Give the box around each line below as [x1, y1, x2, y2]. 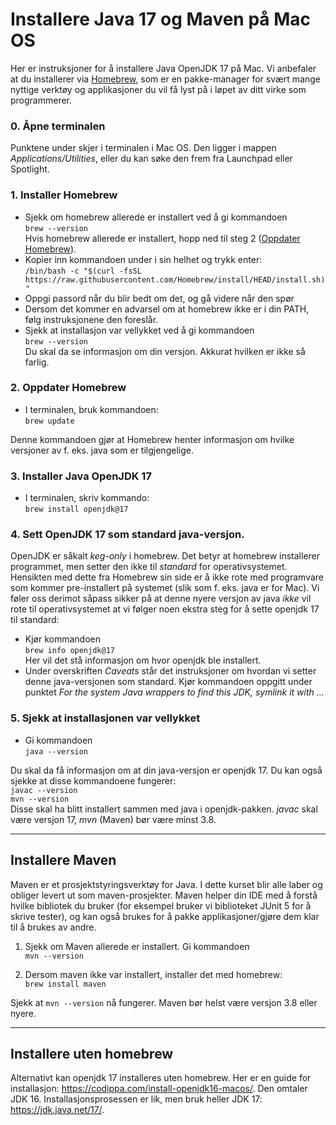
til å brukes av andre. [10, 921, 97, 933]
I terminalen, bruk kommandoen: [24, 403, 159, 415]
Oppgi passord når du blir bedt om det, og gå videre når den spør [24, 292, 295, 304]
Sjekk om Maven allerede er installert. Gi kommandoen [24, 940, 250, 952]
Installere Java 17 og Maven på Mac [10, 8, 312, 31]
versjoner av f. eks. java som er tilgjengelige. [10, 444, 194, 456]
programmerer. [10, 94, 73, 106]
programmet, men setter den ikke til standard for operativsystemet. [10, 561, 288, 573]
